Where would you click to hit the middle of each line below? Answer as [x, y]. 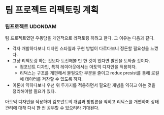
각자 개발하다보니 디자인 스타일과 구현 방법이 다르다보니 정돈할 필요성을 [81, 48]
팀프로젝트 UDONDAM [31, 26]
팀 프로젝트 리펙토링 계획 [52, 10]
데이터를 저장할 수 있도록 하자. [54, 79]
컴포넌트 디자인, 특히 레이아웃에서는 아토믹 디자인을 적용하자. [78, 67]
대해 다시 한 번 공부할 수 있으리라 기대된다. [59, 108]
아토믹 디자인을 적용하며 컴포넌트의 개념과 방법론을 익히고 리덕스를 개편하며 [78, 102]
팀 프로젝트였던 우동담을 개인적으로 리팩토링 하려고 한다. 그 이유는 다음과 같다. [80, 38]
